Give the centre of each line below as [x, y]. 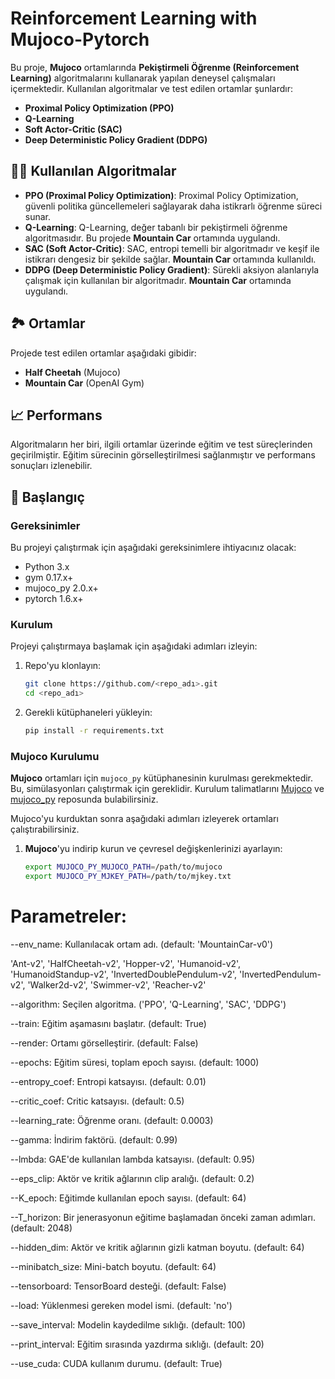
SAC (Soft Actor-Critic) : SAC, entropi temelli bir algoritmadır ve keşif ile [172, 248]
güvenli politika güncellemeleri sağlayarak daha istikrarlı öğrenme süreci [173, 206]
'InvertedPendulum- [280, 974]
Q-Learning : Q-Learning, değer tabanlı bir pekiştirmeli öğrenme [156, 227]
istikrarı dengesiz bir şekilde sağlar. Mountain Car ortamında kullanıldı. [170, 259]
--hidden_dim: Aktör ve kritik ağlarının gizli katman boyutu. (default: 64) [157, 1247]
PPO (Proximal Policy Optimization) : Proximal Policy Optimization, [161, 195]
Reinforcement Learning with [134, 18]
